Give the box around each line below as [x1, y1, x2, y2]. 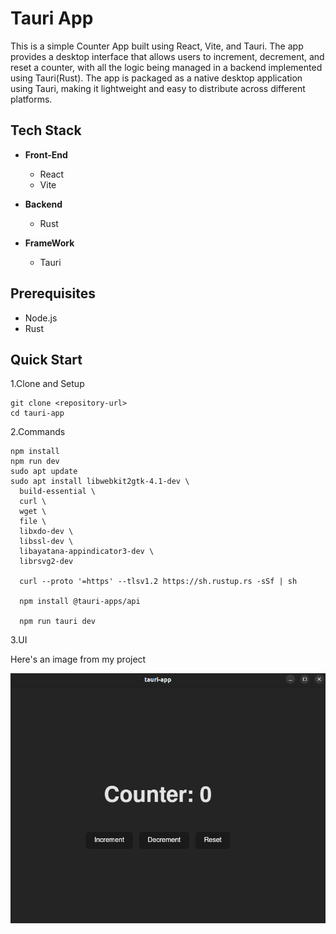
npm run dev [10, 457, 60, 467]
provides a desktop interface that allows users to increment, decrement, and [10, 50, 325, 62]
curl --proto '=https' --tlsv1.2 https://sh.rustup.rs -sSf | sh [19, 577, 298, 587]
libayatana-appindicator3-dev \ [19, 547, 155, 557]
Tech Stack [10, 122, 82, 139]
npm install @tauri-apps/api [19, 597, 141, 607]
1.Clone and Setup [10, 378, 85, 390]
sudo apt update [10, 467, 78, 477]
